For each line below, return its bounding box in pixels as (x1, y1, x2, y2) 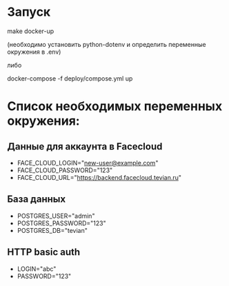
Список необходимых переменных (7, 99, 223, 114)
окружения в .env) (7, 48, 61, 56)
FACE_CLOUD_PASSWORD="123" (17, 166, 113, 174)
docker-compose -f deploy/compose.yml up (7, 74, 133, 83)
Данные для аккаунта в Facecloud (7, 141, 163, 152)
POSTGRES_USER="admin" (17, 212, 95, 220)
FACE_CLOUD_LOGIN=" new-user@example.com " (17, 159, 159, 167)
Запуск (7, 4, 51, 20)
